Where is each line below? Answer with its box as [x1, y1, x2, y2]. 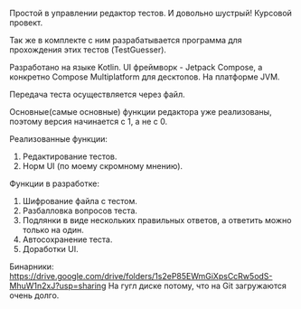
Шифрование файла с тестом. [22, 196, 138, 206]
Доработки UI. [22, 244, 79, 254]
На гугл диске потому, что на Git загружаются [108, 280, 287, 291]
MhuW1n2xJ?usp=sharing [9, 280, 107, 291]
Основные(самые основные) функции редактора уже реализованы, [9, 107, 273, 117]
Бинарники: [9, 261, 54, 272]
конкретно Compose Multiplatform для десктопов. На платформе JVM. [9, 71, 280, 82]
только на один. [22, 225, 84, 235]
